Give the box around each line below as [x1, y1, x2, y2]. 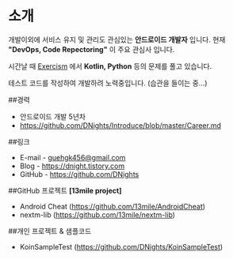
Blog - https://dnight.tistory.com [19, 161, 125, 171]
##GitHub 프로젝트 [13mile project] [8, 186, 122, 195]
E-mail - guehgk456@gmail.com [19, 152, 126, 162]
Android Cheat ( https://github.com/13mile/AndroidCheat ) [19, 201, 206, 211]
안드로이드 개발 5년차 [19, 111, 86, 121]
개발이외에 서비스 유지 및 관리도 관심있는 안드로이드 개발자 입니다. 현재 [8, 35, 226, 44]
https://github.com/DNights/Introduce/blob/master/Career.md [19, 120, 222, 130]
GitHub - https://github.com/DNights [19, 169, 139, 178]
